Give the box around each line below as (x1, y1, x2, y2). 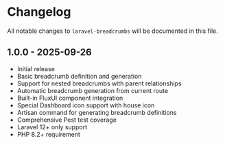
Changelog (7, 4, 71, 20)
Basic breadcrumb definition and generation (16, 72, 142, 80)
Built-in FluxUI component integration (16, 94, 123, 102)
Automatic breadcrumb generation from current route (16, 86, 169, 94)
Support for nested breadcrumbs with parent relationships (16, 79, 182, 88)
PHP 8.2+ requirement (16, 130, 81, 138)
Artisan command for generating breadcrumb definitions (16, 108, 177, 116)
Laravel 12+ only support (16, 122, 88, 131)
